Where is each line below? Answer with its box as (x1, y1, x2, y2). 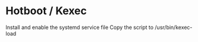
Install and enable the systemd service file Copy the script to (5, 24, 154, 31)
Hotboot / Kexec (5, 4, 87, 18)
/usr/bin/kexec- (154, 24, 193, 31)
